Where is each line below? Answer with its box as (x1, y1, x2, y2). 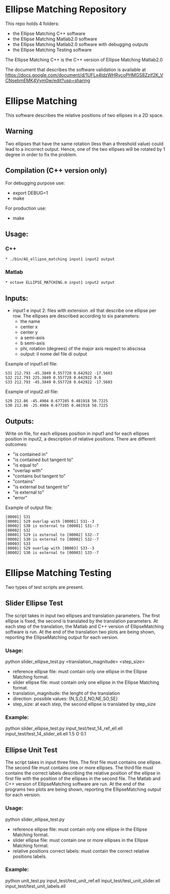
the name (20, 318, 41, 325)
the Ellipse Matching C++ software (12, 30, 86, 36)
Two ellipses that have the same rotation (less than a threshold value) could (5, 141, 164, 147)
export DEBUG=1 (12, 190, 48, 196)
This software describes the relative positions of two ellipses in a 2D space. (5, 112, 164, 118)
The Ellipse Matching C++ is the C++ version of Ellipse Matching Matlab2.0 (5, 56, 163, 62)
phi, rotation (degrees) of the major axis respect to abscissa (20, 346, 146, 352)
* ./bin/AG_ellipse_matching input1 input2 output (5, 257, 115, 262)
